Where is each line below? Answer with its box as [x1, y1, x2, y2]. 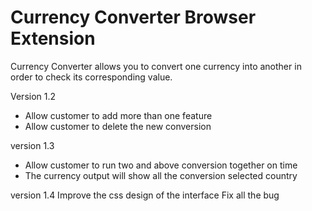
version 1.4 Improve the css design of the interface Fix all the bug [10, 189, 280, 201]
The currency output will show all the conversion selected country [24, 169, 298, 181]
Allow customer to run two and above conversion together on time [24, 159, 298, 171]
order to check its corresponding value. [10, 71, 173, 83]
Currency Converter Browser [10, 6, 257, 29]
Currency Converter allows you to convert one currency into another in [10, 60, 302, 72]
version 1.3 [10, 139, 55, 151]
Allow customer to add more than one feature [24, 109, 213, 121]
